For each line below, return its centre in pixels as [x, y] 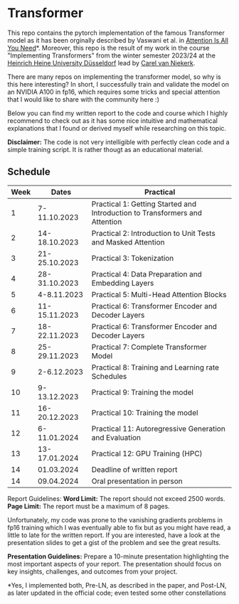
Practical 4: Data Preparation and [147, 274]
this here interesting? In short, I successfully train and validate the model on [118, 84]
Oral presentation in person [137, 481]
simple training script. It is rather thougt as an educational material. [106, 149]
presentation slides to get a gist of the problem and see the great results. [114, 542]
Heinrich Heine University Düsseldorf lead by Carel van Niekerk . [101, 63]
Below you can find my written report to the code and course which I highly [118, 113]
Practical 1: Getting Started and [144, 204]
